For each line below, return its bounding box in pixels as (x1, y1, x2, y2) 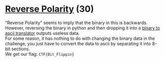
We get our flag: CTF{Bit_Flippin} (5, 51, 74, 57)
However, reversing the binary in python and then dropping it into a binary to (5, 25, 160, 31)
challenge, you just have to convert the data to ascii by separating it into (5, 40, 151, 46)
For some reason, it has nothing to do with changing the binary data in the (5, 35, 155, 41)
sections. (11, 46, 31, 52)
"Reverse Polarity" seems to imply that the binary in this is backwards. (5, 20, 148, 26)
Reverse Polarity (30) (5, 3, 95, 15)
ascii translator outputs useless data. (5, 30, 80, 36)
